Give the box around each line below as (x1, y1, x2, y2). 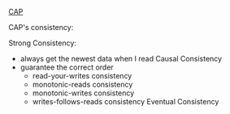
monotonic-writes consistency (32, 88, 135, 98)
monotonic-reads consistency (32, 80, 133, 89)
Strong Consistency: (8, 38, 77, 48)
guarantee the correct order (20, 62, 114, 72)
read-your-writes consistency (32, 71, 132, 80)
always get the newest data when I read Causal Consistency (20, 54, 222, 63)
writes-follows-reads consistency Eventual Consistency (32, 97, 219, 106)
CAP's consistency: (8, 23, 74, 32)
